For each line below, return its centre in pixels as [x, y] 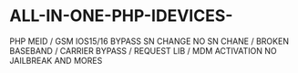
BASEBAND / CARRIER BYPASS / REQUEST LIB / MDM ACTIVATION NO [144, 50]
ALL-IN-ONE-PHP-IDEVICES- [121, 16]
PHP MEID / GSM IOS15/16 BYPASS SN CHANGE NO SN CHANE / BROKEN [149, 41]
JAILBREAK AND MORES [56, 60]
